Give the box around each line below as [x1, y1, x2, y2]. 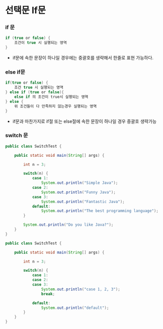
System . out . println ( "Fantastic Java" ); [41, 199, 125, 204]
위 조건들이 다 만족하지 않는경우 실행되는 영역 [14, 104, 97, 109]
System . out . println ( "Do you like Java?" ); [23, 222, 114, 227]
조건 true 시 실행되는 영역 [14, 85, 64, 90]
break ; [41, 291, 55, 296]
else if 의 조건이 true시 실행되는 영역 [14, 94, 89, 100]
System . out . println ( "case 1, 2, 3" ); [41, 287, 121, 292]
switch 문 [5, 132, 29, 139]
